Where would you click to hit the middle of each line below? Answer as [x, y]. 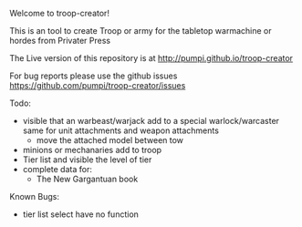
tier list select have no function [81, 214]
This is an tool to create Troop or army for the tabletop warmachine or [141, 31]
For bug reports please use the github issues [94, 76]
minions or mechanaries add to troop [92, 150]
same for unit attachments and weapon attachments [120, 130]
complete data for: [57, 169]
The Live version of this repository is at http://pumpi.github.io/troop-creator [151, 58]
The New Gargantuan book [87, 179]
